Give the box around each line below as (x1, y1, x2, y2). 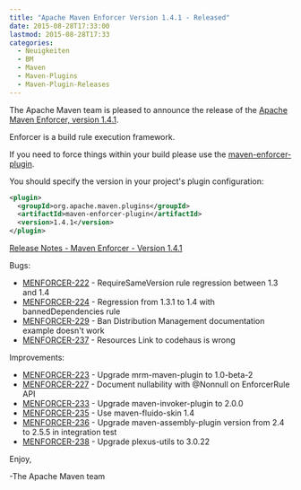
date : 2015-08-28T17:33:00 (9, 22, 110, 31)
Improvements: (9, 352, 65, 363)
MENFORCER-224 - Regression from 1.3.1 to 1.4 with (21, 297, 215, 307)
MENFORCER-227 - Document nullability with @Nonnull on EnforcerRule (21, 379, 290, 389)
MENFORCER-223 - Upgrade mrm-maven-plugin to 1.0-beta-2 (21, 370, 254, 380)
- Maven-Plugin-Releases (17, 80, 110, 89)
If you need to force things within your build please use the (9, 149, 227, 160)
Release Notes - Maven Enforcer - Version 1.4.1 (9, 243, 183, 253)
